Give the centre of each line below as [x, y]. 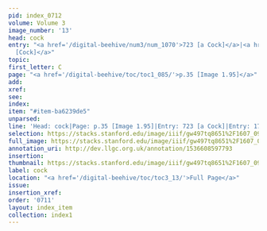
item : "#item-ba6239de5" [49, 112]
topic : [19, 60]
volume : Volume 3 [37, 23]
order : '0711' [32, 200]
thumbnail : [26, 164]
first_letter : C [35, 67]
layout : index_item [41, 207]
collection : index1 [41, 215]
